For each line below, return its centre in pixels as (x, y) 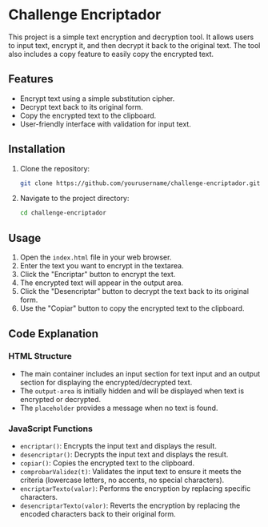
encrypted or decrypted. (60, 399)
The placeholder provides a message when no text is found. (119, 408)
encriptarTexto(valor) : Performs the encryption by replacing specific (135, 489)
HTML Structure (40, 356)
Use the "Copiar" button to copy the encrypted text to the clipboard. (132, 308)
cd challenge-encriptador (63, 213)
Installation (37, 149)
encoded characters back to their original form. (98, 514)
